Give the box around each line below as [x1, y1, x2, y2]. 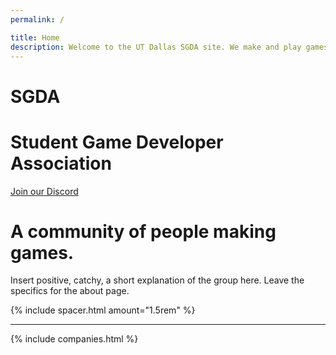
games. [10, 241, 75, 264]
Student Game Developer [10, 131, 224, 153]
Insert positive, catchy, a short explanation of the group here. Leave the [10, 274, 305, 286]
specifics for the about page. [10, 285, 130, 297]
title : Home [10, 32, 60, 43]
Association [10, 152, 112, 175]
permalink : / [10, 14, 65, 25]
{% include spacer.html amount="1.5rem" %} [10, 304, 196, 316]
